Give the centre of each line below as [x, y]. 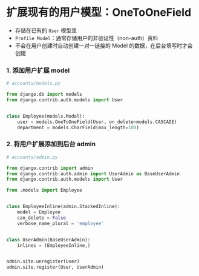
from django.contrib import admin [50, 168]
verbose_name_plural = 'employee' [60, 223]
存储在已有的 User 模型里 [46, 30]
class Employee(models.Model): [46, 116]
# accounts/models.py [34, 83]
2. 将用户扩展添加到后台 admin [51, 144]
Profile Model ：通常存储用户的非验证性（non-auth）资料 [86, 38]
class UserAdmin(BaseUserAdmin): [48, 240]
